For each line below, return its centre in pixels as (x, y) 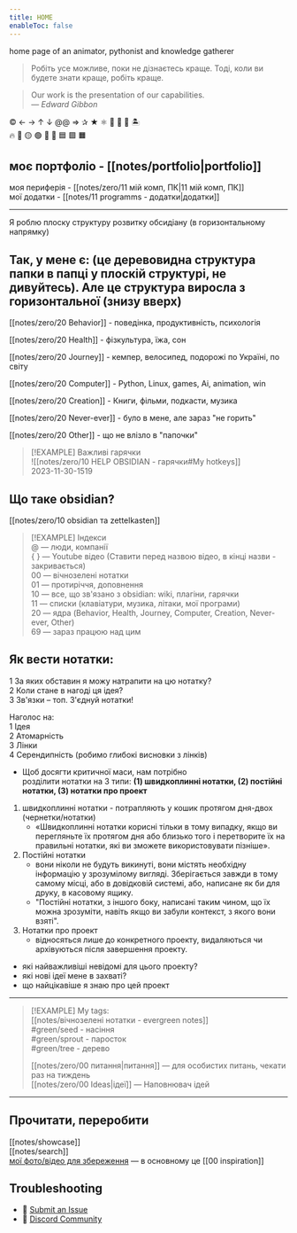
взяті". (47, 921)
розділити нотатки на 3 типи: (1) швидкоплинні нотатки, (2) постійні (152, 781)
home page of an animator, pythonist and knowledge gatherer (122, 51)
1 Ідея (20, 726)
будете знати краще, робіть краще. (97, 77)
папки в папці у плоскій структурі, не (118, 273)
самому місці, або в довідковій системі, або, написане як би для (157, 883)
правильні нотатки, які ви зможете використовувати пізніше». (152, 845)
